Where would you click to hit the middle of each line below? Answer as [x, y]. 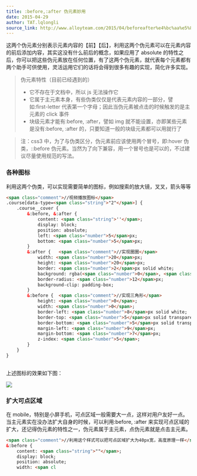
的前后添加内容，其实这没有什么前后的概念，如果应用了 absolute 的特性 [92, 53]
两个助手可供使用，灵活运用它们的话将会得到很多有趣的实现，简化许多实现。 [98, 67]
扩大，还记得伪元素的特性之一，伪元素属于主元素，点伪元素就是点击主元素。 [98, 429]
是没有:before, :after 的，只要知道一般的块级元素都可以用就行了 [106, 129]
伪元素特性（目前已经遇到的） [56, 80]
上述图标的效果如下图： [34, 373]
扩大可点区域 [24, 400]
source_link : [22, 28]
